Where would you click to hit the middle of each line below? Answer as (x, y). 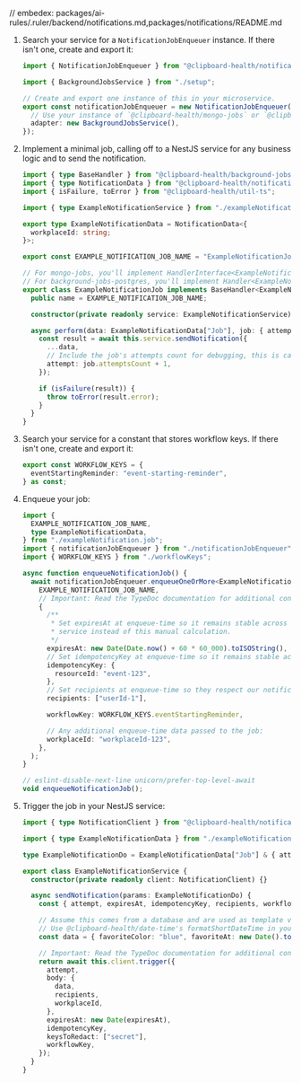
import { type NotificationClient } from (101, 823)
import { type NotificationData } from (97, 183)
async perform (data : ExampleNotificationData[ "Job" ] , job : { (147, 330)
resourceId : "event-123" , (103, 674)
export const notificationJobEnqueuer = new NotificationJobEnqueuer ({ (159, 107)
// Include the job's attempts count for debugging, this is (163, 356)
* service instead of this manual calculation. (141, 632)
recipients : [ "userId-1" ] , (97, 699)
